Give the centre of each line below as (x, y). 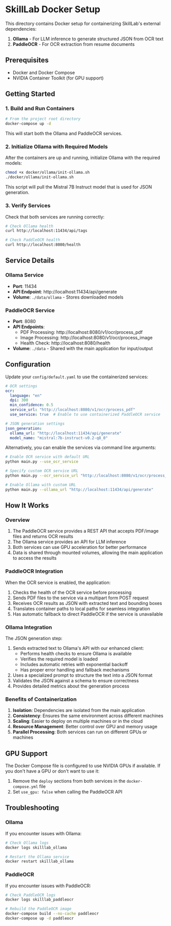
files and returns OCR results (43, 537)
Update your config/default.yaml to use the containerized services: (77, 377)
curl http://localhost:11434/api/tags (46, 231)
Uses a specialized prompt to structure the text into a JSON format (82, 675)
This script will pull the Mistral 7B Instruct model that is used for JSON (79, 187)
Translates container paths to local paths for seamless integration (81, 608)
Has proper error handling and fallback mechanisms (75, 670)
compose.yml (25, 787)
